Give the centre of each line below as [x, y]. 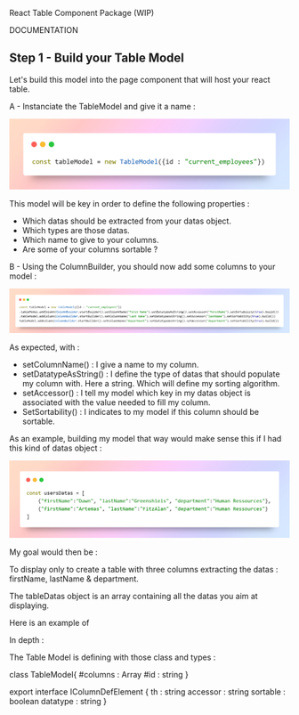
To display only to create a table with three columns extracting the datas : [144, 570]
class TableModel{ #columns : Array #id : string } [99, 675]
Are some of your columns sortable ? [90, 249]
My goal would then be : [53, 552]
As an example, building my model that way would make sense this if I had [145, 439]
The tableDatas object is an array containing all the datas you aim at [133, 597]
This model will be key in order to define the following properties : [129, 203]
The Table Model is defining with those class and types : [113, 657]
